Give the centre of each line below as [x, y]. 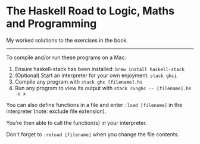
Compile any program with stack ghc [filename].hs [79, 81]
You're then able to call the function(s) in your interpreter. [76, 122]
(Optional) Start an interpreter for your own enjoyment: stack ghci [96, 75]
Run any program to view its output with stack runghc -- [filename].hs [103, 88]
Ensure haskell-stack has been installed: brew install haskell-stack [99, 69]
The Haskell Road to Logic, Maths [90, 11]
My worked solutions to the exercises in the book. [67, 40]
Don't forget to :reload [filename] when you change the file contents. [93, 134]
